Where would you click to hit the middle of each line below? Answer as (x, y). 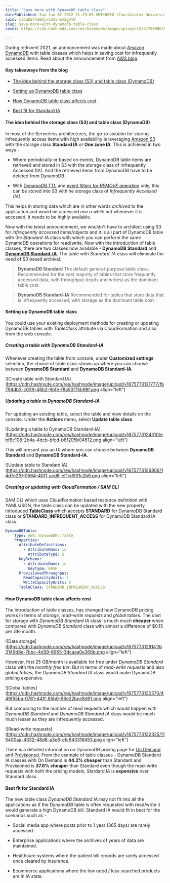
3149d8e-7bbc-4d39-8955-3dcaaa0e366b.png (55, 652)
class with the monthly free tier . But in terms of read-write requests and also (85, 667)
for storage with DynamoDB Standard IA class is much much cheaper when (84, 621)
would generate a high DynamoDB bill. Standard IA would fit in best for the (83, 810)
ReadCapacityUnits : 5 (46, 578)
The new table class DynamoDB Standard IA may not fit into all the (75, 799)
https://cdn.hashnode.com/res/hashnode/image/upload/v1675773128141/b (84, 647)
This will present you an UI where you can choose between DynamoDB (80, 449)
